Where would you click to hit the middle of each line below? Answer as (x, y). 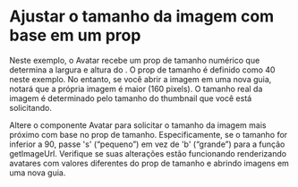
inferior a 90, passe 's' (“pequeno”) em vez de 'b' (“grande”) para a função (147, 144)
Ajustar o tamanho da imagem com (142, 17)
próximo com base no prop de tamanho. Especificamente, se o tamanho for (149, 134)
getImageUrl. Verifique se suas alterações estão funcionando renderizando (148, 153)
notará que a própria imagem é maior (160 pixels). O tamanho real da (136, 89)
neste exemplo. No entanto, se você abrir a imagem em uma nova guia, (140, 79)
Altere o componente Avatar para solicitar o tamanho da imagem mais (138, 125)
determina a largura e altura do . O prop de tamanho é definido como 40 (142, 70)
